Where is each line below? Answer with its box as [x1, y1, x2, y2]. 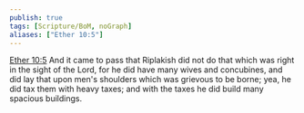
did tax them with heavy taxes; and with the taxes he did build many [9, 83, 264, 95]
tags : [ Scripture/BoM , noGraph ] [9, 22, 132, 31]
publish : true [9, 13, 64, 23]
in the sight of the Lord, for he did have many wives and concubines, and [9, 64, 283, 75]
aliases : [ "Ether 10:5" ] [9, 30, 104, 39]
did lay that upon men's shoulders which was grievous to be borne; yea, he [9, 74, 291, 85]
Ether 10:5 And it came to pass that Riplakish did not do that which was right [9, 55, 295, 66]
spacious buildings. [9, 93, 83, 104]
